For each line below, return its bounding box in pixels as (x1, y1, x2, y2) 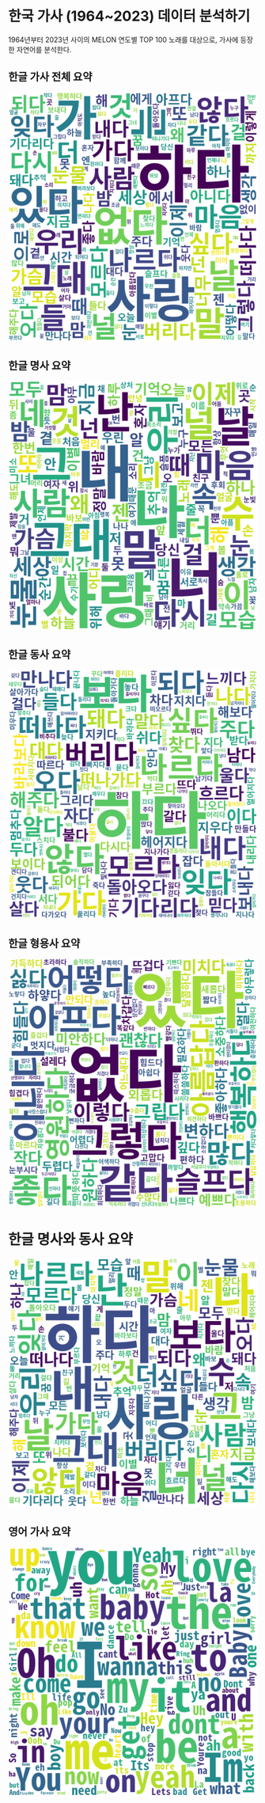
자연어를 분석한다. (16, 44, 72, 54)
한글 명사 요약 (8, 359, 71, 373)
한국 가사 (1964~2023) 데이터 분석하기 (8, 7, 251, 25)
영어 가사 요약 (8, 1524, 71, 1538)
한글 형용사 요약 (8, 936, 81, 950)
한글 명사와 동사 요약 (8, 1231, 133, 1249)
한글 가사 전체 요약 (8, 70, 93, 84)
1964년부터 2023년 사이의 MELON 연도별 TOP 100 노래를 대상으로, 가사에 (8, 35, 239, 44)
